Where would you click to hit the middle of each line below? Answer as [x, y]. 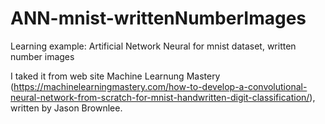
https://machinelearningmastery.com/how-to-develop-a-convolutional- [160, 86]
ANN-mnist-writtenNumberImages [158, 18]
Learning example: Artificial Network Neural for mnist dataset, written [153, 46]
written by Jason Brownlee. [66, 108]
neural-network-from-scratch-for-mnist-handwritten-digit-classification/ [160, 97]
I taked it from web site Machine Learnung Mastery [115, 76]
